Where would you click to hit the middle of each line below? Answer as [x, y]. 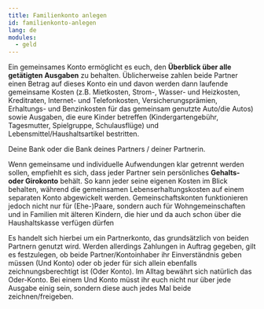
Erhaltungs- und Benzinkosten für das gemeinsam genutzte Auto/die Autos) [131, 109]
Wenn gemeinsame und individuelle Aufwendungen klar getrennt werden [126, 164]
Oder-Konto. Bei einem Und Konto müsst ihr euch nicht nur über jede [120, 280]
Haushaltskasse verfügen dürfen [61, 223]
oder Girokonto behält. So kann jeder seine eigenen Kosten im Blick [118, 181]
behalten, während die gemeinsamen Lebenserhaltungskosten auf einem [126, 189]
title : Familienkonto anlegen [58, 15]
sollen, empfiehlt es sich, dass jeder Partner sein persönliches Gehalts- [124, 173]
